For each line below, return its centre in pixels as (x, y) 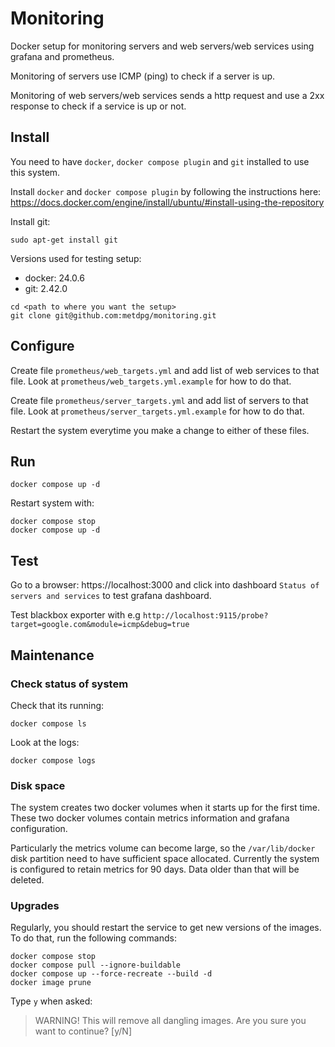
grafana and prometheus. (62, 56)
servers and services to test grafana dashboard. (111, 596)
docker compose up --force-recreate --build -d (111, 974)
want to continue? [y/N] (83, 1031)
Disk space (38, 785)
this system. (35, 172)
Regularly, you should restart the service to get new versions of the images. (166, 928)
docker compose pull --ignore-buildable (96, 965)
